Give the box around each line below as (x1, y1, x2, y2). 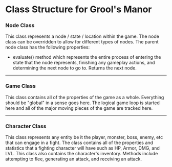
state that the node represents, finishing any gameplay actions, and (12, 60, 155, 66)
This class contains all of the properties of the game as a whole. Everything (5, 94, 164, 100)
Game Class (5, 83, 36, 90)
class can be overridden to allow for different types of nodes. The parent (5, 39, 159, 45)
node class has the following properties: (5, 44, 90, 51)
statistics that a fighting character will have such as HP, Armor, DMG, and (5, 145, 160, 151)
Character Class (5, 123, 47, 130)
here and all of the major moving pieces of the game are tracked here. (5, 105, 153, 111)
